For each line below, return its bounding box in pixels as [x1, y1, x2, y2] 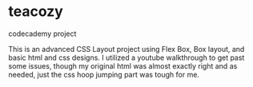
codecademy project [8, 29, 77, 38]
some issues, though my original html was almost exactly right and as [8, 61, 238, 70]
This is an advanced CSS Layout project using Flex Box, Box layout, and [8, 44, 245, 53]
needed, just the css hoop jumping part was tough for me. [8, 69, 200, 79]
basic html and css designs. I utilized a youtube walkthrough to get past [8, 53, 245, 62]
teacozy [8, 2, 64, 21]
